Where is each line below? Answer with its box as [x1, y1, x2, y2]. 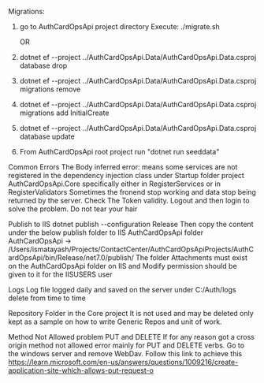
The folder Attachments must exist [135, 253, 248, 262]
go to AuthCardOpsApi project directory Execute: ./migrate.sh [19, 22, 221, 31]
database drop [19, 61, 68, 70]
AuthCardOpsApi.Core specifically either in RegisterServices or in [8, 179, 221, 188]
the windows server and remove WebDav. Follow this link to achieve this [8, 349, 243, 358]
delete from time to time [8, 293, 87, 303]
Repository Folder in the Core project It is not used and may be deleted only [8, 309, 254, 318]
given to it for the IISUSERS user [8, 270, 113, 279]
